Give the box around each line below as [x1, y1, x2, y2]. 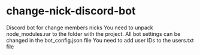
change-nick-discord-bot [6, 4, 136, 18]
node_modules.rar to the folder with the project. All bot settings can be [6, 30, 181, 37]
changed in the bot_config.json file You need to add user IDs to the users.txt [6, 36, 194, 44]
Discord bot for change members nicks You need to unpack [6, 24, 154, 31]
